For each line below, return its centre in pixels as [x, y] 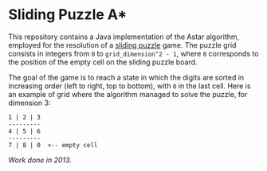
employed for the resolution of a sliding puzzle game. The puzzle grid [122, 45]
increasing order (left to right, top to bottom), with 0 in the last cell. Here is [130, 86]
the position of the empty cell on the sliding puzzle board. [103, 62]
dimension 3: [29, 103]
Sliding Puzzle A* [68, 15]
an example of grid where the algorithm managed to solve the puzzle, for [128, 94]
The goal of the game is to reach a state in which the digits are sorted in [126, 77]
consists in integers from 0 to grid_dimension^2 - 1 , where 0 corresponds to [133, 53]
